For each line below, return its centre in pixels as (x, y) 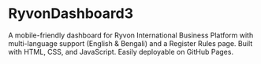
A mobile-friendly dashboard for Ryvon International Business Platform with (131, 35)
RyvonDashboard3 (71, 14)
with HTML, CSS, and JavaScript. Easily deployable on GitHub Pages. (121, 52)
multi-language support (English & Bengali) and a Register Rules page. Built (130, 43)
